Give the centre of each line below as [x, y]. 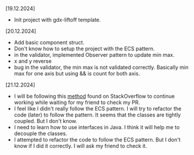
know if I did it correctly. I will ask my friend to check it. [80, 146]
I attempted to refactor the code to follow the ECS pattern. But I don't [97, 139]
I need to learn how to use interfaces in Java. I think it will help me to [97, 127]
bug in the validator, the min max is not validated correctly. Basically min [101, 67]
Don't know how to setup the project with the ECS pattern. [84, 49]
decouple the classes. [40, 133]
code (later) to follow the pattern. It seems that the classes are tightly [97, 115]
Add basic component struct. [49, 42]
